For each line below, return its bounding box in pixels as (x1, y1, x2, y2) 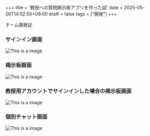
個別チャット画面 (5, 113, 48, 120)
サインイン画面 (5, 35, 43, 43)
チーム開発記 (5, 22, 32, 28)
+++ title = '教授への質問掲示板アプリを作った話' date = (5, 5, 123, 10)
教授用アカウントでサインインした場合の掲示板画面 (5, 87, 132, 94)
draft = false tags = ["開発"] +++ (48, 11, 117, 17)
